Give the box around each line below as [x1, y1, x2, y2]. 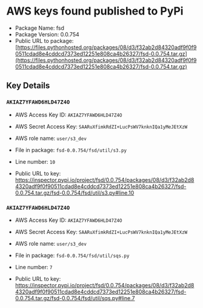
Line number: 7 [15, 263, 53, 270]
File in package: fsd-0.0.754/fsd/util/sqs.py [15, 252, 130, 259]
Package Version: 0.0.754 [15, 30, 80, 38]
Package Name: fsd [15, 24, 65, 32]
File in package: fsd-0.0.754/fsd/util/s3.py [15, 146, 127, 153]
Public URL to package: [15, 37, 74, 44]
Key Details [6, 81, 50, 91]
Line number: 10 [15, 158, 56, 165]
